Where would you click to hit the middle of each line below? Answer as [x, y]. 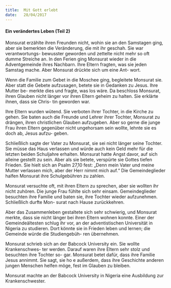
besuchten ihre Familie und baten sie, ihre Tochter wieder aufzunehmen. [81, 197]
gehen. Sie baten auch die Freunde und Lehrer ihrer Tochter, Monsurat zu [83, 117]
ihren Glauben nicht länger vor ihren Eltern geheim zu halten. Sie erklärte [82, 96]
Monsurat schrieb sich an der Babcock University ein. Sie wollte [72, 243]
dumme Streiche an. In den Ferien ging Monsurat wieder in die [71, 59]
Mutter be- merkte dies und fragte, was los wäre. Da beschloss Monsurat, [83, 91]
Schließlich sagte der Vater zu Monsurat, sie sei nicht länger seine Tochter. [84, 143]
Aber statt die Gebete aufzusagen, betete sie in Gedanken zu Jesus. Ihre [82, 85]
